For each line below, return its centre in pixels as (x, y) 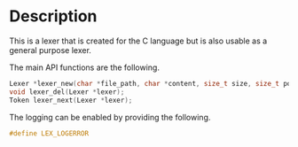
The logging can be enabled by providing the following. (110, 117)
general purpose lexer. (50, 50)
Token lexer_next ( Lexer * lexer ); (71, 100)
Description (53, 16)
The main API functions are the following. (84, 67)
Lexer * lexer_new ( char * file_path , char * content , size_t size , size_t (144, 83)
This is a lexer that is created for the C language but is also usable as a (138, 41)
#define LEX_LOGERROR (49, 133)
